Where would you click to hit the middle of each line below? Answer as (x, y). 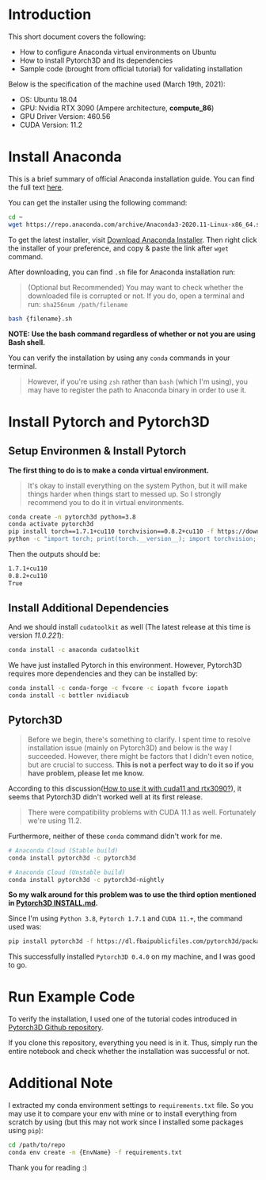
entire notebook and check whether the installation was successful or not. (129, 1052)
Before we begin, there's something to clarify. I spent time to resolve (139, 739)
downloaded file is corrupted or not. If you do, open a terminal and (136, 296)
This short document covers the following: (77, 36)
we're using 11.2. (55, 820)
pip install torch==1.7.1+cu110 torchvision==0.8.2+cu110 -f (111, 532)
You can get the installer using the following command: (98, 202)
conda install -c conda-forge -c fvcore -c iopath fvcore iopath (118, 688)
